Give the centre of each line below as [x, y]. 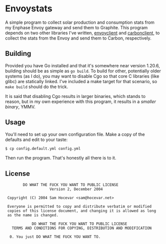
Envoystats [29, 9]
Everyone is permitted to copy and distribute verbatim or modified [80, 207]
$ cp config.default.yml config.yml [43, 148]
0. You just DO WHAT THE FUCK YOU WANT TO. [55, 237]
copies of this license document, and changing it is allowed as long [82, 211]
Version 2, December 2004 [76, 189]
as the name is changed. [33, 215]
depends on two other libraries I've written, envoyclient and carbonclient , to [83, 33]
